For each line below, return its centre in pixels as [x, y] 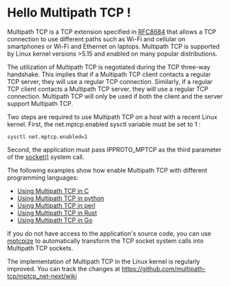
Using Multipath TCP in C [53, 191]
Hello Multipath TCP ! [69, 13]
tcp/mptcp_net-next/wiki [42, 276]
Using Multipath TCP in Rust [57, 213]
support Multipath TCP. [40, 103]
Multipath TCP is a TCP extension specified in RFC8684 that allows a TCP [112, 32]
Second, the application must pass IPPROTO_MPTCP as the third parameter [114, 149]
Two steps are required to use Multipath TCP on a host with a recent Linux [112, 117]
